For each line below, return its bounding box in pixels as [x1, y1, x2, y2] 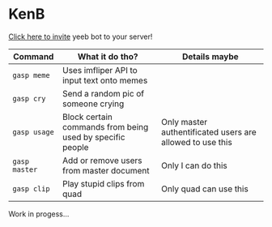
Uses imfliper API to [62, 64, 138, 75]
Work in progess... [8, 208, 70, 219]
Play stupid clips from [62, 178, 145, 189]
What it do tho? [77, 50, 139, 62]
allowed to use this [161, 136, 232, 148]
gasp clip [12, 184, 50, 193]
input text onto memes [62, 75, 148, 86]
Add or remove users [62, 155, 142, 166]
